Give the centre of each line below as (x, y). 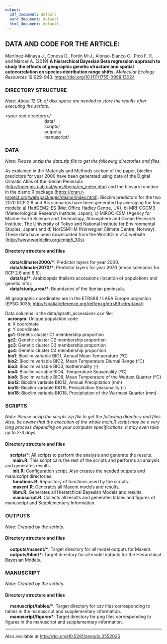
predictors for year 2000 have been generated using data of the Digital (78, 176)
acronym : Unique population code (42, 319)
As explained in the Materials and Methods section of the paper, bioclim (79, 171)
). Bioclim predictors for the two (128, 197)
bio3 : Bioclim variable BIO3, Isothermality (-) (53, 366)
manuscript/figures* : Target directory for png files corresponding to (81, 617)
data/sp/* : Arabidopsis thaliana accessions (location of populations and (84, 278)
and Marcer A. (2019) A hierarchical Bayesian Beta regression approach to (83, 61)
